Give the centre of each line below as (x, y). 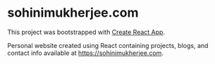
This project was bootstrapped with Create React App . (86, 32)
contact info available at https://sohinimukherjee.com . (86, 53)
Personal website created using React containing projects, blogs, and (108, 45)
